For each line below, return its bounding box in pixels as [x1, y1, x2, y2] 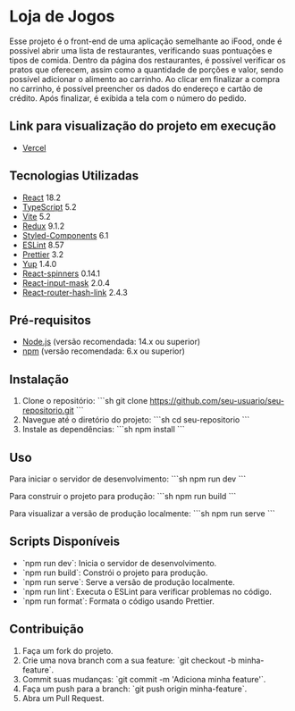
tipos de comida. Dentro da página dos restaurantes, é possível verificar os [9, 54, 286, 65]
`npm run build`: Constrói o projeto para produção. [21, 567, 208, 578]
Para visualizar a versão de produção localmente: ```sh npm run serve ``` [9, 508, 275, 519]
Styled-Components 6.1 [21, 230, 109, 240]
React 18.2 [21, 192, 61, 203]
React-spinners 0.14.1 [21, 268, 101, 279]
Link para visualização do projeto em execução [9, 119, 277, 134]
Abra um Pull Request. [21, 692, 105, 703]
